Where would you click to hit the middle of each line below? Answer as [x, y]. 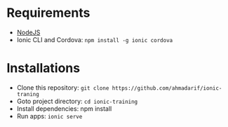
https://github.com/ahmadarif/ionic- [167, 88]
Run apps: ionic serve [49, 116]
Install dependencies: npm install [64, 108]
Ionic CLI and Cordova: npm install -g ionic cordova [95, 39]
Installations [43, 68]
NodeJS [28, 32]
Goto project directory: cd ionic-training [77, 101]
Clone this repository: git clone [63, 87]
